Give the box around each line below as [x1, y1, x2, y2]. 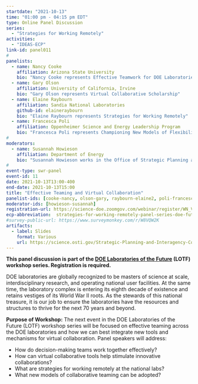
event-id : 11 [6, 174, 38, 180]
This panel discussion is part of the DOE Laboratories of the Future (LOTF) [6, 255, 190, 263]
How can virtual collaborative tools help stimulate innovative [14, 353, 161, 360]
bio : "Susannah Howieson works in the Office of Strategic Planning [16, 157, 189, 163]
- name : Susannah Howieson [11, 146, 78, 152]
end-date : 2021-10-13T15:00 [6, 184, 75, 190]
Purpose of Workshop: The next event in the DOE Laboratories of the [6, 316, 176, 323]
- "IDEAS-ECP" [11, 42, 46, 48]
